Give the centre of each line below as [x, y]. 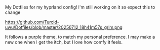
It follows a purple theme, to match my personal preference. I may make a [80, 37]
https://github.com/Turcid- [32, 22]
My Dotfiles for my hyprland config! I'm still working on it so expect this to [80, 7]
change [13, 12]
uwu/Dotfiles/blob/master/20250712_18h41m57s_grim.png [64, 27]
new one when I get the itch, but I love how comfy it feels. [64, 42]
